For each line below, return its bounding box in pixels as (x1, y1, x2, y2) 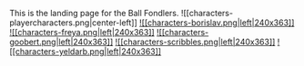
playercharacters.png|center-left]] (9, 17, 138, 28)
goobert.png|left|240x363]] (9, 36, 114, 47)
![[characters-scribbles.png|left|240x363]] (115, 36, 276, 47)
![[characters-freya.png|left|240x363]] (9, 27, 155, 37)
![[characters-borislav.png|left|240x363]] (139, 17, 295, 28)
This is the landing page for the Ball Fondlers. (9, 8, 179, 18)
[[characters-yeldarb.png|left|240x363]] (9, 46, 162, 57)
